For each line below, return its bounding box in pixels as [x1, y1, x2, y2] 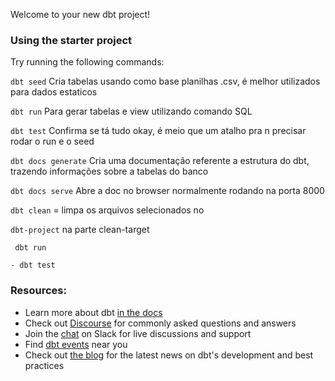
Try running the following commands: [10, 56, 165, 68]
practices [24, 359, 65, 371]
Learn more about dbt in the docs [24, 306, 163, 318]
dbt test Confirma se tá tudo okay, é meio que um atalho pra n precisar [10, 125, 307, 137]
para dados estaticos [10, 86, 98, 98]
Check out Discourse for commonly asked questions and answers [24, 317, 297, 329]
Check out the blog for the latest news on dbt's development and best [24, 349, 314, 361]
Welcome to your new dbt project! [10, 9, 151, 20]
